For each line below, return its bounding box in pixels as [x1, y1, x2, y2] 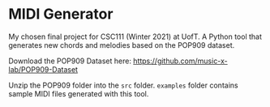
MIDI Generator [8, 5, 114, 24]
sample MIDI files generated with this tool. [8, 88, 149, 98]
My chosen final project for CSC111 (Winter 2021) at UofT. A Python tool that [8, 32, 262, 41]
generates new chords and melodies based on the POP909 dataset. [8, 40, 235, 49]
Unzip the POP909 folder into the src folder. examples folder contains [8, 80, 238, 90]
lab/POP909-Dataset [8, 64, 79, 74]
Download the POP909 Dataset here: [8, 56, 132, 66]
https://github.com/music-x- [133, 56, 229, 66]
